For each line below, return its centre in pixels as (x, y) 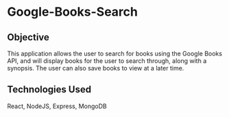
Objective (28, 37)
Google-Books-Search (73, 12)
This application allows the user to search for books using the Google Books (115, 53)
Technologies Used (49, 90)
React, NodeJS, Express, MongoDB (57, 106)
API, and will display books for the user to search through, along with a (107, 61)
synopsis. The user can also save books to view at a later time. (96, 68)
